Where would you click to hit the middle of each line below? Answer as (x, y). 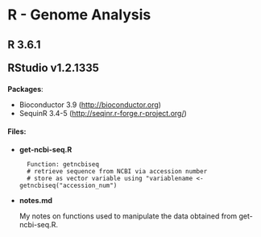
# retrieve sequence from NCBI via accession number (117, 171)
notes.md (36, 200)
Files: (17, 131)
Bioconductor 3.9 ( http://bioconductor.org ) (90, 104)
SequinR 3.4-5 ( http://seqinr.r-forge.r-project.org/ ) (103, 113)
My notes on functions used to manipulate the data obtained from (128, 216)
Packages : (25, 89)
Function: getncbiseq (63, 164)
